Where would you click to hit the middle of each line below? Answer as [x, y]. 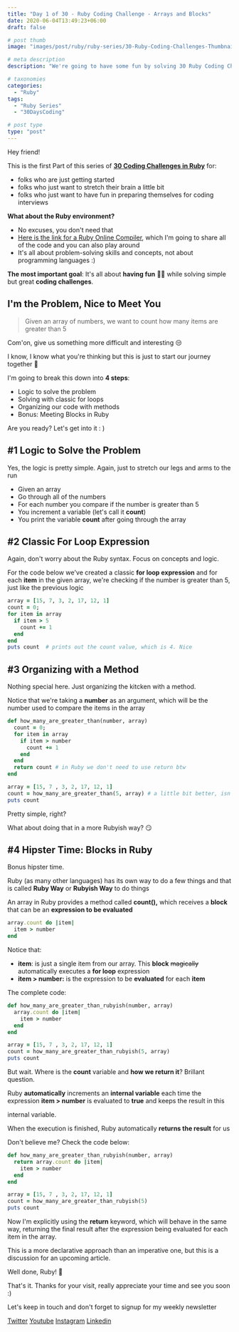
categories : [25, 86]
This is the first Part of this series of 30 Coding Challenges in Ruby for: [112, 165]
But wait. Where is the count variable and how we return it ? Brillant [106, 1072]
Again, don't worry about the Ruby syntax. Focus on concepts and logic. [113, 559]
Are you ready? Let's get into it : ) [56, 428]
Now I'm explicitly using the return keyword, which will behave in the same [117, 1222]
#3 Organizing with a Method [73, 670]
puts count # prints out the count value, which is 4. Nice [100, 647]
